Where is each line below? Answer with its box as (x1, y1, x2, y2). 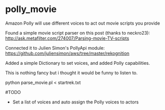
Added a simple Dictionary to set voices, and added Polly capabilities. (5, 60, 150, 66)
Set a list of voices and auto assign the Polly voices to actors (12, 99, 139, 105)
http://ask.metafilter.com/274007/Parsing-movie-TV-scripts (5, 35, 130, 41)
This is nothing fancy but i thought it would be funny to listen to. (5, 69, 138, 76)
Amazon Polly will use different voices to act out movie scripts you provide (5, 20, 160, 26)
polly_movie (5, 4, 57, 15)
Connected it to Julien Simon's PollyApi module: (5, 45, 105, 51)
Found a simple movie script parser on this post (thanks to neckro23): (5, 30, 150, 36)
